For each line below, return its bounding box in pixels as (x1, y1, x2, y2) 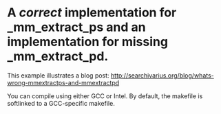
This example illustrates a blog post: (7, 71, 109, 80)
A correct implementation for (7, 5, 177, 21)
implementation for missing (7, 34, 169, 49)
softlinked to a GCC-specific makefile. (7, 99, 115, 107)
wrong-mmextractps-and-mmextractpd (7, 78, 120, 87)
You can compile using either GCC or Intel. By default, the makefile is (7, 91, 203, 100)
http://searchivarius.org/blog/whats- (110, 71, 215, 80)
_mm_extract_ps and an (7, 19, 146, 35)
